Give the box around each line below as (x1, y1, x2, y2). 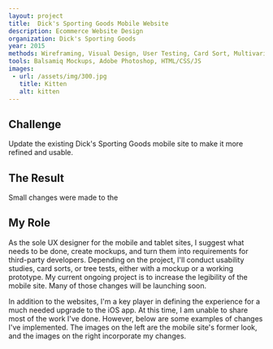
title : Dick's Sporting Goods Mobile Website (8, 19, 169, 28)
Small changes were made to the (8, 192, 119, 202)
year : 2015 (8, 42, 45, 50)
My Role (8, 216, 51, 230)
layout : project (8, 11, 63, 20)
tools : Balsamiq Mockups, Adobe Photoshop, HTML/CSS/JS (8, 58, 201, 66)
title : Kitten (19, 80, 67, 88)
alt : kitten (19, 87, 60, 96)
